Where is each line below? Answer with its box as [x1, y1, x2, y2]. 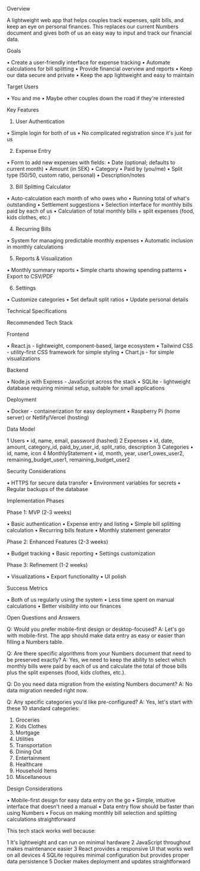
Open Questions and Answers [7, 614, 80, 621]
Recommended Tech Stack [7, 319, 73, 326]
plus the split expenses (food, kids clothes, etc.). [7, 669, 126, 676]
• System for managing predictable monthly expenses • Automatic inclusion [7, 237, 193, 244]
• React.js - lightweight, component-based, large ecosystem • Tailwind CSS [7, 342, 193, 349]
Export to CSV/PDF [7, 273, 54, 280]
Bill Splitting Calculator [15, 183, 71, 190]
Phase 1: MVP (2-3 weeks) [7, 509, 72, 516]
